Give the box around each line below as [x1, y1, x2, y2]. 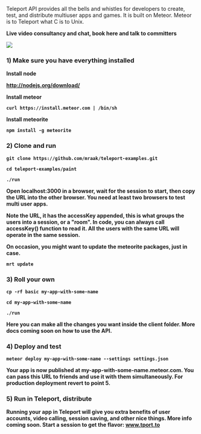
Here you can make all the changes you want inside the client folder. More [6, 321, 196, 328]
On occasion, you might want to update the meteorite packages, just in [6, 242, 188, 250]
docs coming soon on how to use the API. [6, 327, 112, 334]
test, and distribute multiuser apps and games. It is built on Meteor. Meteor [6, 12, 192, 19]
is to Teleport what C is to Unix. [6, 18, 85, 25]
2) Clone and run [6, 142, 56, 150]
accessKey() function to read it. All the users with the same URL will [6, 224, 180, 232]
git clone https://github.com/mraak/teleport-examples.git [6, 155, 158, 161]
